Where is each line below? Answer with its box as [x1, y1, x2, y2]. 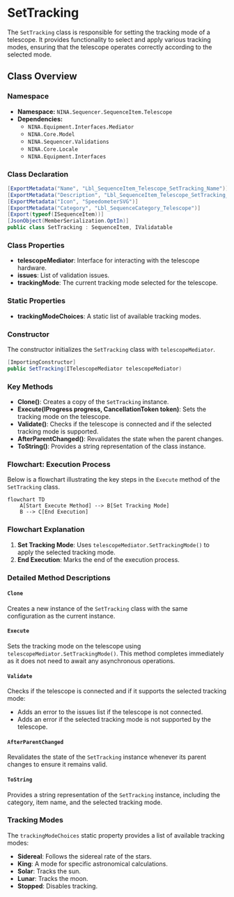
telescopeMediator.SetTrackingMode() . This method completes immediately [7, 649, 224, 658]
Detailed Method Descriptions [7, 572, 111, 582]
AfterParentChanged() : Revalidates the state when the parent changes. [17, 434, 224, 443]
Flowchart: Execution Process [7, 459, 111, 469]
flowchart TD [7, 496, 45, 503]
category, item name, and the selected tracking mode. [7, 798, 162, 806]
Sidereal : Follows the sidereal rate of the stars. [17, 852, 152, 860]
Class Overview [7, 71, 78, 82]
